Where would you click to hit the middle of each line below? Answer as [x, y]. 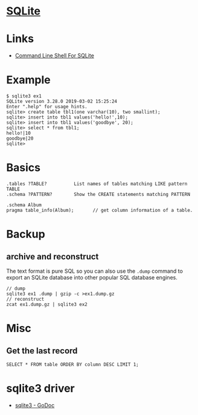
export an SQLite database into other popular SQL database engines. [92, 277]
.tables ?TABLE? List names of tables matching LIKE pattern [97, 184]
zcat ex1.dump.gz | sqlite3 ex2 [47, 304]
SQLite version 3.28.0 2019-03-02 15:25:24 [62, 102]
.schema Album [24, 205]
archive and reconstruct [53, 256]
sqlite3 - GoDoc [35, 405]
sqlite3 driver [41, 389]
